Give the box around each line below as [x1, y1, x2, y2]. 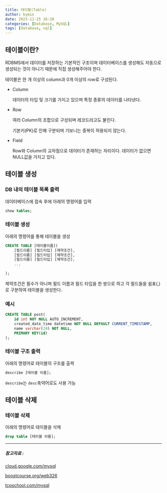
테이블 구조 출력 [5, 348, 41, 355]
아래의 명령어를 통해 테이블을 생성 [5, 233, 71, 239]
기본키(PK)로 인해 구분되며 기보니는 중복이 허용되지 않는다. [12, 127, 127, 133]
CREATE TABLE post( [5, 312, 46, 317]
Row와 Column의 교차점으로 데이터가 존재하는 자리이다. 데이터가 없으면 [12, 147, 152, 153]
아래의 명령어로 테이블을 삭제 [5, 424, 61, 430]
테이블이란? [5, 45, 39, 54]
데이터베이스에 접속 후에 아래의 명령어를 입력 [5, 198, 92, 204]
